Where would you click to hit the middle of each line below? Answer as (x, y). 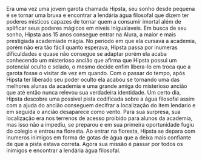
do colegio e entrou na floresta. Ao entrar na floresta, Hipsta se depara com (101, 131)
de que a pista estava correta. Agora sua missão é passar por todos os (95, 144)
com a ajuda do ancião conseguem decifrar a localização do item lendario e (101, 105)
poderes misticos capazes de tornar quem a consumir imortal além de (94, 22)
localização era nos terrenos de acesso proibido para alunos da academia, (99, 118)
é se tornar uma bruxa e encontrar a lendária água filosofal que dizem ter (98, 15)
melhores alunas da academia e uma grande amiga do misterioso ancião (97, 86)
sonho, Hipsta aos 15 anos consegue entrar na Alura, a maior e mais (91, 35)
